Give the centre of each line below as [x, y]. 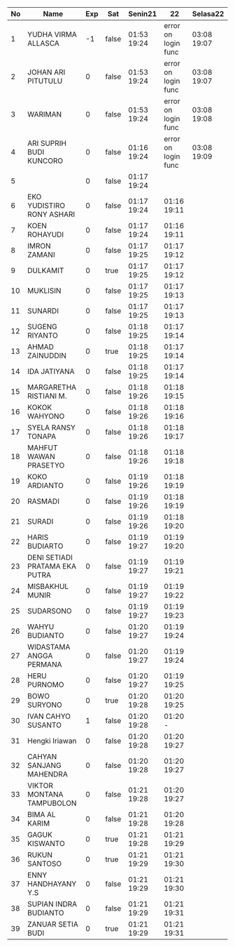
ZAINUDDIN [47, 356]
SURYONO [45, 705]
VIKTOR [41, 786]
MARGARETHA [52, 387]
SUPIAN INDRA [52, 904]
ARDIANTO [46, 485]
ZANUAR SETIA [53, 924]
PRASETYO [46, 465]
